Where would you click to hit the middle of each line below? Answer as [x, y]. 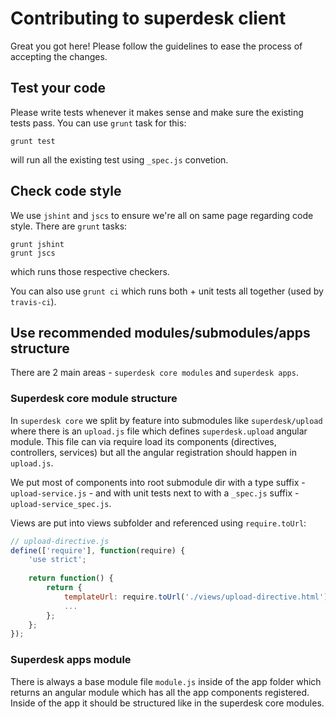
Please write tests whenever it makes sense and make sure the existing [157, 112]
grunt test [33, 141]
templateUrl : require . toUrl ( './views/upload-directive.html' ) [196, 597]
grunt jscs [33, 253]
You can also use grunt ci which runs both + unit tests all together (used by [167, 291]
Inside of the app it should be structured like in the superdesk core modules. [167, 703]
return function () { [71, 578]
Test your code [58, 88]
